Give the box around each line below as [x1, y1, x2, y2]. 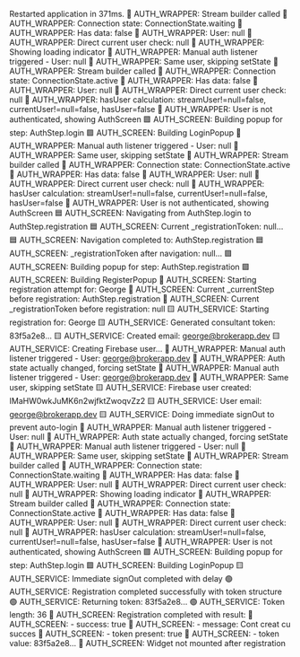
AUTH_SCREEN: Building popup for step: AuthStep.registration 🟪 [9, 261, 251, 272]
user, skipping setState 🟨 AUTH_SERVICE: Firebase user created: [9, 382, 253, 392]
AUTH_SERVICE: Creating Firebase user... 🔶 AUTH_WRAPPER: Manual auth [9, 344, 286, 354]
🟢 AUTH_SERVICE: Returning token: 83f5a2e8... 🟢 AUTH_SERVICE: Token [9, 597, 285, 607]
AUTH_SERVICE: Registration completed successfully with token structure [9, 586, 282, 597]
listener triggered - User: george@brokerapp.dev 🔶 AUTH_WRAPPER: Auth [9, 353, 286, 364]
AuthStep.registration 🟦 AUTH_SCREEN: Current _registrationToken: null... [9, 221, 284, 232]
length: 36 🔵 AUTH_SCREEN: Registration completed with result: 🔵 [9, 609, 253, 619]
